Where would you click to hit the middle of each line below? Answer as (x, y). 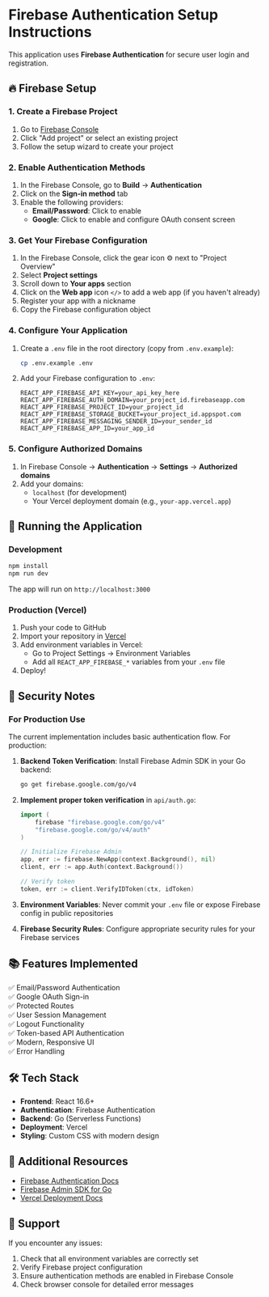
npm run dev (28, 574)
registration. (28, 63)
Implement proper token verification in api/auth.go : (108, 799)
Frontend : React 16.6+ (57, 1101)
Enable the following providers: (71, 202)
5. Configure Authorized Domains (76, 449)
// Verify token (47, 882)
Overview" (38, 267)
